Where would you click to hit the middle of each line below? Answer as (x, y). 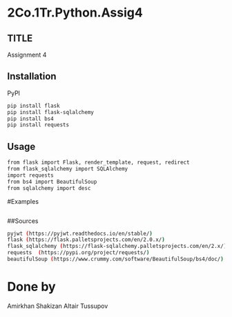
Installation (32, 76)
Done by (32, 287)
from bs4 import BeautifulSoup (52, 182)
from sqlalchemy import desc (49, 188)
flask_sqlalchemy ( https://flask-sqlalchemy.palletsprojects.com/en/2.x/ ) (117, 247)
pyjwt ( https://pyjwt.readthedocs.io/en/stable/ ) (80, 233)
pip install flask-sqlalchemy (51, 112)
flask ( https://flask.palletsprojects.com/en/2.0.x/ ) (86, 240)
